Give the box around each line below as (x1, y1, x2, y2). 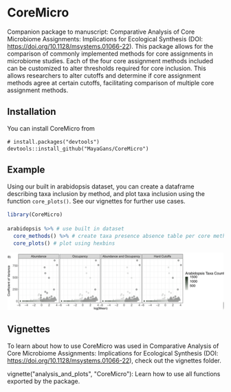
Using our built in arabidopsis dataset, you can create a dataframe (7, 182, 195, 190)
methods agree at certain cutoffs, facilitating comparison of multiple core (7, 78, 214, 87)
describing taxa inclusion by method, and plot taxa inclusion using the (7, 189, 205, 197)
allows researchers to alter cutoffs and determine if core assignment (7, 71, 201, 80)
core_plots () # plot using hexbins (13, 240, 115, 247)
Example (7, 164, 45, 176)
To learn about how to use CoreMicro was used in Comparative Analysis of (7, 342, 219, 350)
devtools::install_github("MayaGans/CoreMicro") (7, 145, 149, 152)
